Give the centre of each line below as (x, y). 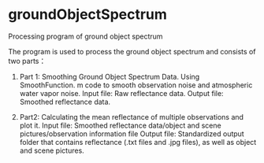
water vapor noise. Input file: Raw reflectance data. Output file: (121, 93)
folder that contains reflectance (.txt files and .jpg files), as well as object (138, 142)
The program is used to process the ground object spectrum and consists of (132, 51)
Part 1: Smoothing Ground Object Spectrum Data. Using (110, 76)
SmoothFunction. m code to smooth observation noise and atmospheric (136, 85)
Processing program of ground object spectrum (86, 36)
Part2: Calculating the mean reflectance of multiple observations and (132, 117)
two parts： (27, 61)
